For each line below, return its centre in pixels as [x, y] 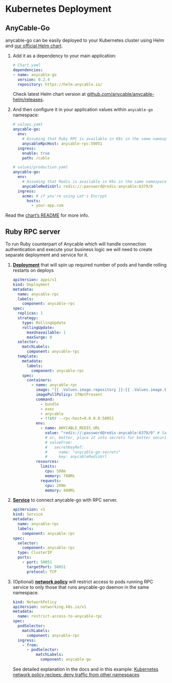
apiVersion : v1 [29, 510]
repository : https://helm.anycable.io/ [60, 84]
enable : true [36, 153]
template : [28, 356]
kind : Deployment [31, 284]
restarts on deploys [33, 270]
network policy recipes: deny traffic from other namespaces [76, 675]
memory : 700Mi [60, 476]
